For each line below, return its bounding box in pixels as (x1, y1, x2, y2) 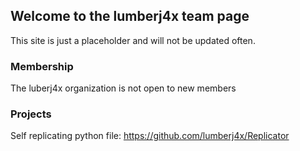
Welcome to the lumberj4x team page (10, 8, 250, 25)
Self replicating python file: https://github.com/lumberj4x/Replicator (10, 130, 290, 142)
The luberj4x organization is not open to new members (10, 82, 237, 94)
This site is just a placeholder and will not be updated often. (10, 34, 256, 46)
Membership (10, 59, 74, 73)
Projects (10, 107, 52, 121)
